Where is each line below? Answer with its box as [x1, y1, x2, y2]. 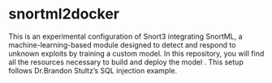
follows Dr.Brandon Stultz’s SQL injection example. [8, 65, 177, 75]
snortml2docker [8, 5, 120, 23]
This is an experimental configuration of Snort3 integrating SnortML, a [8, 31, 243, 41]
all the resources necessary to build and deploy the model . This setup [8, 57, 244, 67]
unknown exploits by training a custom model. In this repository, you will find [8, 48, 265, 58]
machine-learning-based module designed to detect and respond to [8, 39, 236, 49]
